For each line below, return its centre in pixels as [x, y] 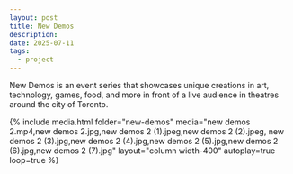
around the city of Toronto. [59, 104]
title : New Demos [42, 26]
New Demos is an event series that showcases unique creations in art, [139, 85]
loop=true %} [34, 160]
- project [36, 60]
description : [34, 34]
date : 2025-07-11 [42, 43]
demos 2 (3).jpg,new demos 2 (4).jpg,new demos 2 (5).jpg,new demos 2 [144, 141]
